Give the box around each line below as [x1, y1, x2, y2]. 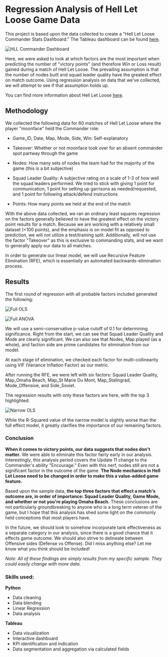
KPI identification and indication [12, 641, 79, 647]
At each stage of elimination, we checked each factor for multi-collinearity [5, 356, 159, 362]
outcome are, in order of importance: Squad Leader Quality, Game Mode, [5, 493, 160, 499]
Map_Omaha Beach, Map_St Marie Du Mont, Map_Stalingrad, [5, 377, 131, 383]
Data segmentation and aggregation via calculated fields [12, 646, 129, 652]
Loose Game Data [5, 14, 80, 26]
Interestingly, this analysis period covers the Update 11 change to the [5, 456, 147, 463]
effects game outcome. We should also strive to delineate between [5, 535, 143, 541]
